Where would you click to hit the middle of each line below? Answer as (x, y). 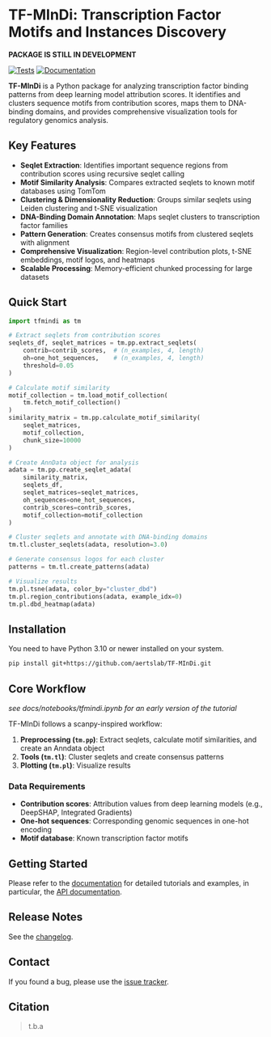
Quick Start (38, 302)
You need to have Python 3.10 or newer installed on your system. (116, 649)
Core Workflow (47, 689)
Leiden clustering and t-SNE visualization (89, 208)
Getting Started (48, 863)
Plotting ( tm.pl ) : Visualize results (75, 765)
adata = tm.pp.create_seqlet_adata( (70, 470)
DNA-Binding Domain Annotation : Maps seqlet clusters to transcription (140, 217)
